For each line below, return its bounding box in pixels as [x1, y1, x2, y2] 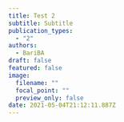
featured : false [8, 64, 62, 72]
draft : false [8, 57, 52, 65]
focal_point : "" [15, 86, 70, 95]
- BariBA [15, 49, 45, 57]
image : [8, 71, 30, 79]
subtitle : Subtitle [8, 19, 74, 27]
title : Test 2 [8, 11, 56, 20]
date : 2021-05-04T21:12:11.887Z [8, 101, 116, 109]
